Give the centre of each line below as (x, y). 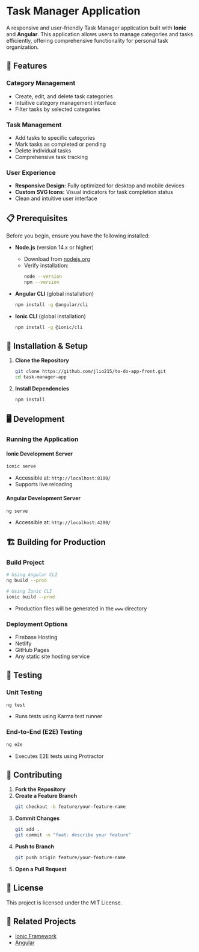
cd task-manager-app (41, 377)
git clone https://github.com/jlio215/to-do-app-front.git (90, 372)
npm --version (41, 282)
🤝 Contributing (34, 775)
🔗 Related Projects (41, 922)
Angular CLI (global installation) (54, 293)
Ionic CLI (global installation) (50, 316)
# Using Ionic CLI (29, 591)
